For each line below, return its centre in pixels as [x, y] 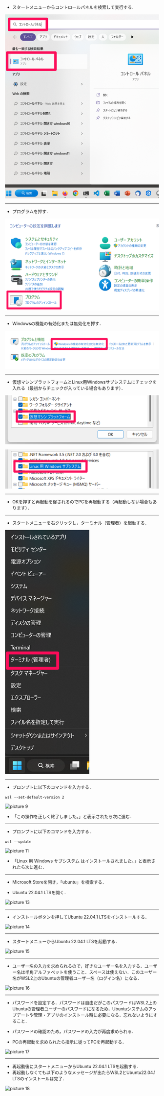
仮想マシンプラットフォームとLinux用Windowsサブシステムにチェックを [84, 382]
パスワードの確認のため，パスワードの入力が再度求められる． [74, 1032]
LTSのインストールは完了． [40, 1079]
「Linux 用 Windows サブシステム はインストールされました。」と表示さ [84, 861]
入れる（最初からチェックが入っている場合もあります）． [69, 388]
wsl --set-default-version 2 [35, 798]
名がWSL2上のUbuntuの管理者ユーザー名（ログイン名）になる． [77, 978]
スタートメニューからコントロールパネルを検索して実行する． [74, 7]
